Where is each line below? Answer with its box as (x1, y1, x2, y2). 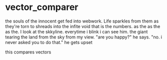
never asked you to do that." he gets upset (5, 39, 92, 45)
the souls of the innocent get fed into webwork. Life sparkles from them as (5, 18, 159, 24)
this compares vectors (5, 49, 51, 55)
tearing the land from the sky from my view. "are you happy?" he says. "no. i (5, 34, 162, 40)
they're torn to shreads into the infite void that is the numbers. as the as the (5, 23, 160, 29)
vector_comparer (5, 1, 78, 13)
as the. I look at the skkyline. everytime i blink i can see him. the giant (5, 28, 148, 34)
